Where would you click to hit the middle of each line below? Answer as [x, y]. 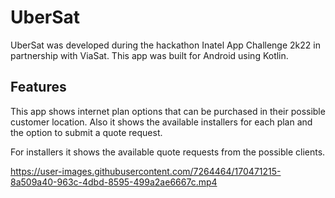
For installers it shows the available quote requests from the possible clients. [168, 152]
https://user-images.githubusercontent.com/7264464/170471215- [146, 171]
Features [38, 87]
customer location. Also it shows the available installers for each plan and [161, 122]
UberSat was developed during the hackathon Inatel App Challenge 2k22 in [165, 45]
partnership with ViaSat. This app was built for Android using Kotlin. [149, 55]
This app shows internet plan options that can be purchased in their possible [168, 111]
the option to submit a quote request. [86, 132]
